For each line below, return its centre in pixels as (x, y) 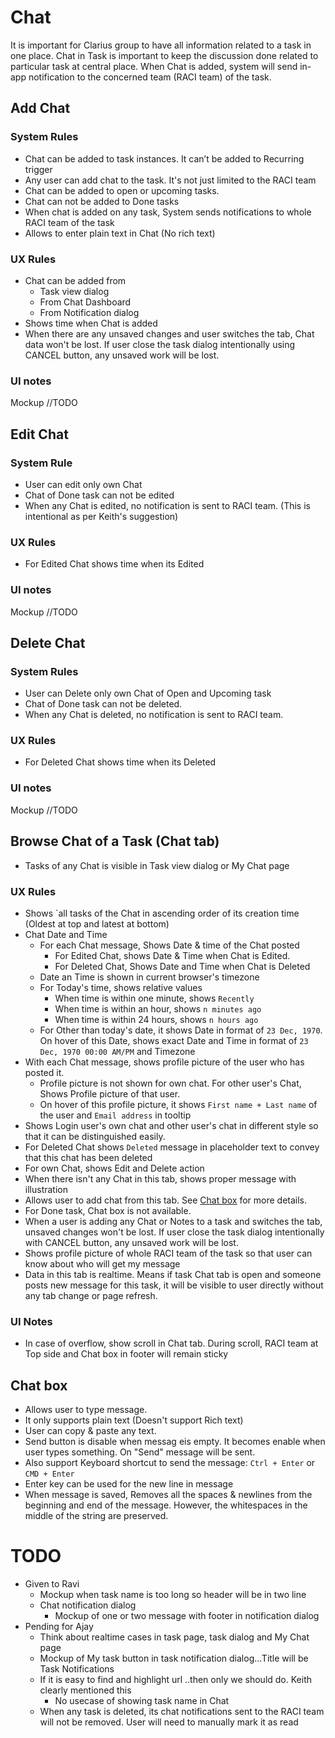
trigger (38, 169)
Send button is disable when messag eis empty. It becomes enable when (175, 1441)
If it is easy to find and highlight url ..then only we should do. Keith (175, 1679)
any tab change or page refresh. (91, 1295)
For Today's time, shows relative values (121, 987)
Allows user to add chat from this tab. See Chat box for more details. (166, 1200)
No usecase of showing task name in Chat (142, 1700)
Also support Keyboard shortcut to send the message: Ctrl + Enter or (170, 1462)
